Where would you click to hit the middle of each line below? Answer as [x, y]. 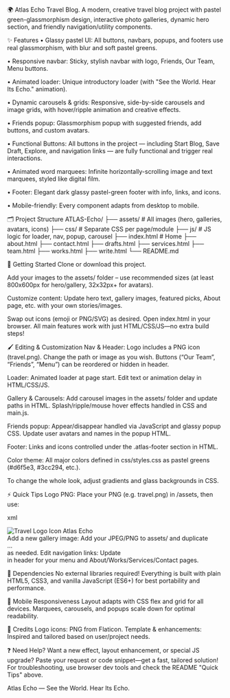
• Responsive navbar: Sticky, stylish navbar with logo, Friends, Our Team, [111, 61]
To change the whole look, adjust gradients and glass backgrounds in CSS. [113, 481]
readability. [23, 616]
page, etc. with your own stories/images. [65, 305]
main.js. [18, 413]
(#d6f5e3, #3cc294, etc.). [44, 467]
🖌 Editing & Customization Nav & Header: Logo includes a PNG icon [104, 347]
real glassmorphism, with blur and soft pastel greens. [82, 48]
